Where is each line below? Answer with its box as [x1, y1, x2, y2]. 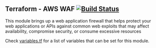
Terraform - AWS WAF [5, 5, 75, 13]
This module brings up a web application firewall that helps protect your [5, 18, 152, 24]
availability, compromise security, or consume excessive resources [5, 28, 142, 34]
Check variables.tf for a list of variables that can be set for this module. [5, 38, 150, 44]
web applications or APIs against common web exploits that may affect [5, 23, 150, 29]
